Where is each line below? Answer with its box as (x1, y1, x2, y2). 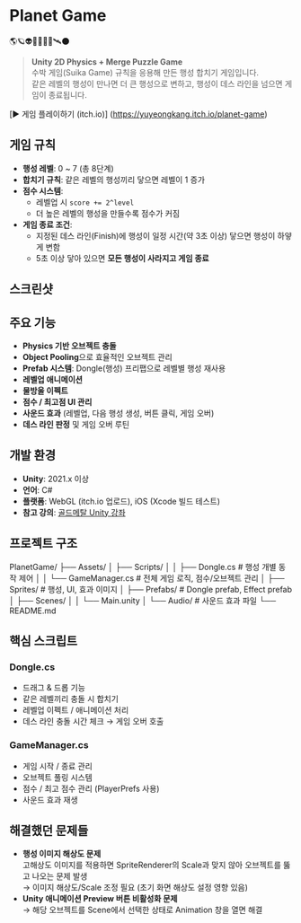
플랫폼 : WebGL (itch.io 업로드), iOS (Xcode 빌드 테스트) (22, 496, 220, 506)
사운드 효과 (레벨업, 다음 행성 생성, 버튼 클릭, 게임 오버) (22, 408, 215, 418)
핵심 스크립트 (9, 633, 78, 648)
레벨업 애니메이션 (22, 374, 84, 384)
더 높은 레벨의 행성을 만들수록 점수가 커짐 (35, 207, 181, 218)
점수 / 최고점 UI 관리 (22, 396, 93, 407)
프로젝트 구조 (9, 536, 78, 551)
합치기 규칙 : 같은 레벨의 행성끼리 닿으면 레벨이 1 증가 (22, 174, 205, 185)
